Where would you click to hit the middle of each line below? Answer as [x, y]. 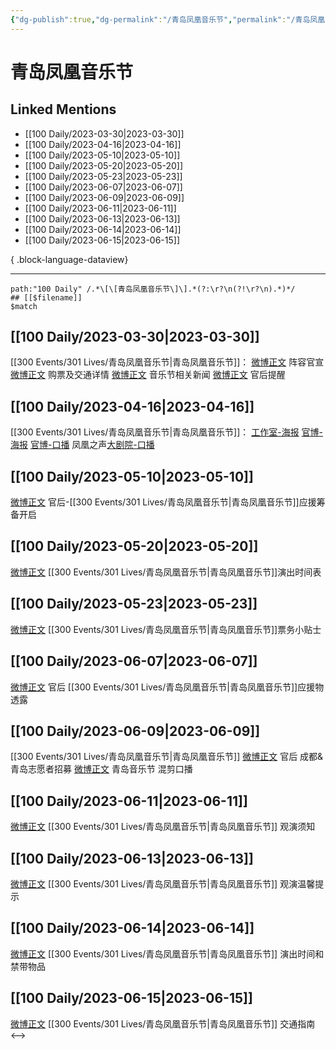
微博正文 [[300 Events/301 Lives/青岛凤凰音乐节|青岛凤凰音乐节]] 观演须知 [163, 827]
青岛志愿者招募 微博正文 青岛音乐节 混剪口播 [101, 769]
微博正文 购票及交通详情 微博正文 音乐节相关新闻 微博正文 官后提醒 [148, 375]
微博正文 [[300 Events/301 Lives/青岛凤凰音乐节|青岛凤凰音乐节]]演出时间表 [166, 572]
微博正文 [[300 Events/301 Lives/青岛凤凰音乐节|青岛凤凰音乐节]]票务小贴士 [166, 629]
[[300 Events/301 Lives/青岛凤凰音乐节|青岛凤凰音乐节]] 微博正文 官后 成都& [167, 757]
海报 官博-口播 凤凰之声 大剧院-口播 [82, 445]
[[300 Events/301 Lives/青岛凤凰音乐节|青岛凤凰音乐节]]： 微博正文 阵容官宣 [167, 362]
